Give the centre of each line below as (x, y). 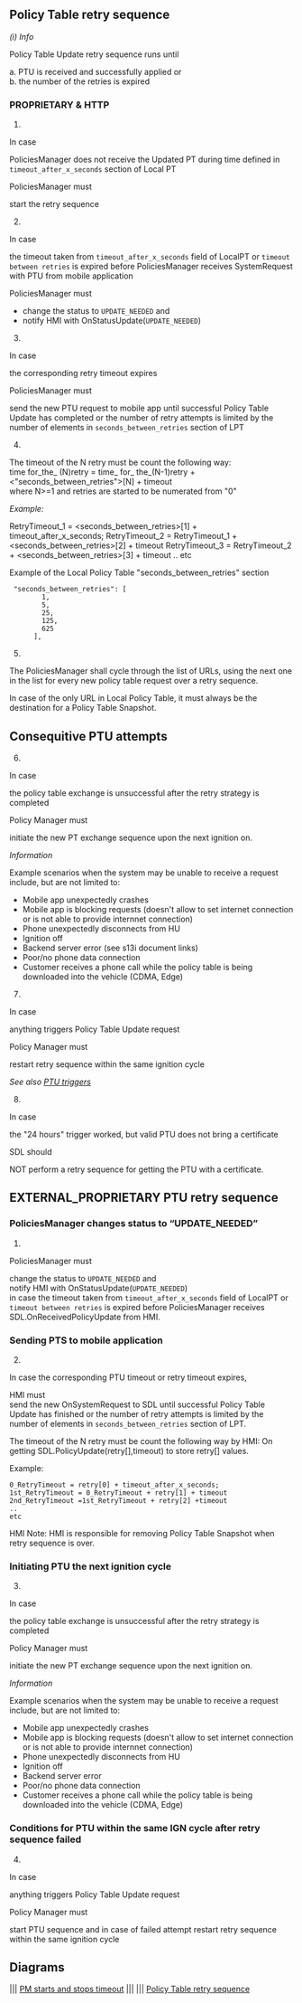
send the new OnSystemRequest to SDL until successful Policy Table (137, 1404)
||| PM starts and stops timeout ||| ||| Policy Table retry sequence (130, 1989)
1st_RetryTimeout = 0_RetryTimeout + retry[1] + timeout (119, 1493)
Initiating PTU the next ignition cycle (90, 1566)
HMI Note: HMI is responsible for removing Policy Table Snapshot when (142, 1533)
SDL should (31, 1151)
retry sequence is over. (52, 1543)
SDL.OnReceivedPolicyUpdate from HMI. (85, 1317)
